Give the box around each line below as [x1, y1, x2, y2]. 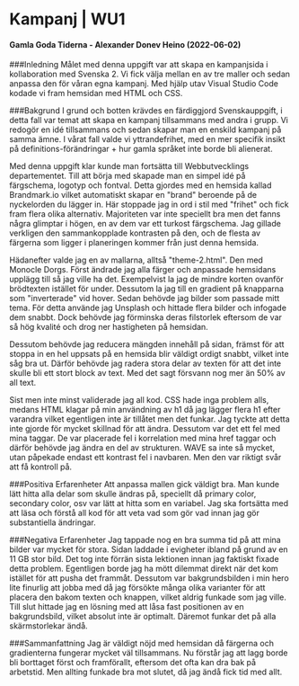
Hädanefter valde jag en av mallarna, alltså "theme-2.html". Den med [9, 254, 263, 265]
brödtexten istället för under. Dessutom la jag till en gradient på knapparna [9, 283, 285, 294]
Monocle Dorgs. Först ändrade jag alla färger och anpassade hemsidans [9, 264, 277, 275]
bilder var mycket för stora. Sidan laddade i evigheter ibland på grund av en [9, 544, 289, 555]
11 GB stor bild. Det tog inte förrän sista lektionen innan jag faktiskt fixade [9, 554, 280, 565]
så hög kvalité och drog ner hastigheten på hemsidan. [9, 322, 208, 333]
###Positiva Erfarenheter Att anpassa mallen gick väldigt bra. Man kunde [9, 479, 280, 490]
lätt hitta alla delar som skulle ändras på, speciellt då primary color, [9, 488, 257, 499]
